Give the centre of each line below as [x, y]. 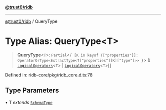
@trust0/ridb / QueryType [31, 21]
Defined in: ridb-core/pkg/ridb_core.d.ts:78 [49, 75]
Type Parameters [32, 91]
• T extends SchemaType [29, 102]
